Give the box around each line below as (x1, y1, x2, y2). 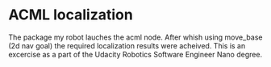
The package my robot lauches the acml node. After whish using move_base (8, 32, 263, 42)
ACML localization (8, 6, 133, 24)
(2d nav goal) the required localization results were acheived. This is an (8, 40, 246, 50)
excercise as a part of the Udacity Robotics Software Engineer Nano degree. (8, 49, 263, 59)
